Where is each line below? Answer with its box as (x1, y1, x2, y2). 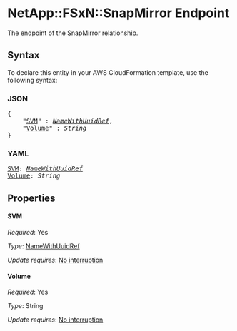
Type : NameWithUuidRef (7, 241, 80, 250)
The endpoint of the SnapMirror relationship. (7, 29, 138, 37)
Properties (7, 192, 56, 204)
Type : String (7, 302, 44, 310)
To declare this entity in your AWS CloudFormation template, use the (7, 68, 208, 76)
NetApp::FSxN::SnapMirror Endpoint (7, 5, 230, 21)
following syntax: (7, 76, 58, 84)
